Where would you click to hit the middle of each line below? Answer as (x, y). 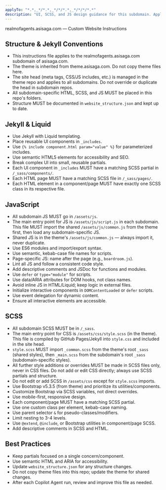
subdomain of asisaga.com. (41, 61)
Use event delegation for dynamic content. (56, 295)
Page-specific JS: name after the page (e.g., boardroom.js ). (73, 258)
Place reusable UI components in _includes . (57, 141)
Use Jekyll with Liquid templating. (47, 136)
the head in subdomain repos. (42, 88)
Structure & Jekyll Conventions (54, 44)
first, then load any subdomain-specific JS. (56, 232)
